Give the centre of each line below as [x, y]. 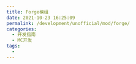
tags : [13, 46]
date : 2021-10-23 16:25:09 [41, 18]
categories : [21, 29]
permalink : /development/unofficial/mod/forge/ [68, 23]
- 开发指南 [24, 35]
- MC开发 [22, 40]
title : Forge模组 [28, 12]
